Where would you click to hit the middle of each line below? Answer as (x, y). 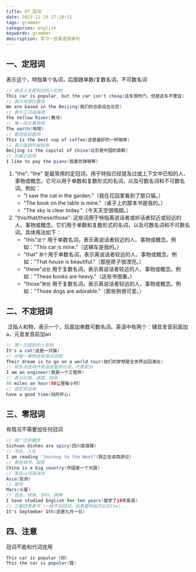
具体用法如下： (43, 232)
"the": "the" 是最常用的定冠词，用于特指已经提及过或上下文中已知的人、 (102, 173)
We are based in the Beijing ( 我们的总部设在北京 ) (64, 107)
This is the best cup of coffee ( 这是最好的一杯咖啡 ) (68, 140)
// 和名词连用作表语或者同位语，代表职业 (49, 367)
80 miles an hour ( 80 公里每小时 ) (44, 383)
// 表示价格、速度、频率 (32, 378)
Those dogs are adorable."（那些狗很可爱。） (90, 291)
